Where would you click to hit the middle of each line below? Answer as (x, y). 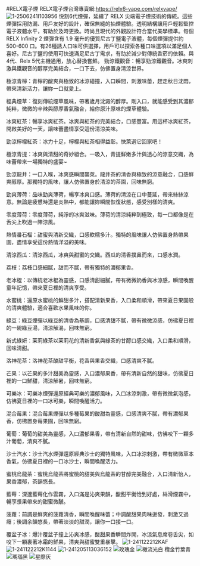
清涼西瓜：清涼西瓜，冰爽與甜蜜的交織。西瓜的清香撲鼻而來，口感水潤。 (95, 255)
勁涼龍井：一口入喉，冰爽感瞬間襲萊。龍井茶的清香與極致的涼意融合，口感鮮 (100, 174)
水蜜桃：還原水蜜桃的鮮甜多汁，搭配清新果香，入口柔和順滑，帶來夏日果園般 (100, 300)
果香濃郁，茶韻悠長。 (32, 481)
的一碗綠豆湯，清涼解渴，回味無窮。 (51, 328)
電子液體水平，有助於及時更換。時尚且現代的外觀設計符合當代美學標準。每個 (100, 31)
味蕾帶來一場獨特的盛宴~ (37, 162)
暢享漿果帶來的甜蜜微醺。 (37, 502)
